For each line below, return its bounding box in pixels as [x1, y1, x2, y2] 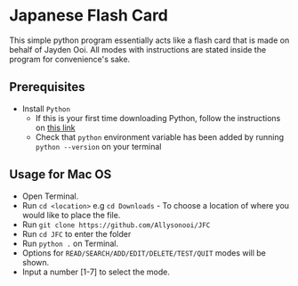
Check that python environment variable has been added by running [35, 131, 285, 143]
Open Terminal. [21, 191, 79, 201]
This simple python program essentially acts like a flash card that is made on [9, 35, 290, 45]
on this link [35, 122, 76, 133]
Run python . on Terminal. [21, 238, 118, 249]
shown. [21, 257, 50, 267]
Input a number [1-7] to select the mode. [21, 266, 171, 277]
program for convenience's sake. [9, 53, 131, 64]
